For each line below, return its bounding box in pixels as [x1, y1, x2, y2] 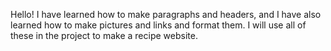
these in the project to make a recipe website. [10, 30, 198, 41]
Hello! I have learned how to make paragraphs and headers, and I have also [10, 9, 322, 20]
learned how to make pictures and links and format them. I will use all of [10, 19, 307, 31]
